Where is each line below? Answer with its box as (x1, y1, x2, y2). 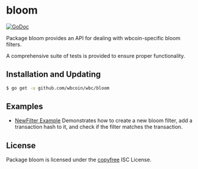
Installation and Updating (6, 69, 101, 80)
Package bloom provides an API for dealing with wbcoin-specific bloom (6, 34, 181, 41)
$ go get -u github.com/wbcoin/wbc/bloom (6, 85, 110, 91)
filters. (6, 41, 22, 48)
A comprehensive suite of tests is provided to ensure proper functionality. (6, 52, 186, 59)
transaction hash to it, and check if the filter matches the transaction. (14, 123, 183, 131)
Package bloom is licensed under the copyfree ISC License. (6, 156, 152, 163)
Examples (6, 102, 43, 112)
